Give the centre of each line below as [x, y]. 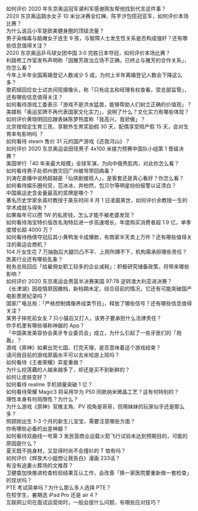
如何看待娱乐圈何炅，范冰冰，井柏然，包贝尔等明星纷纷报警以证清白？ [91, 185]
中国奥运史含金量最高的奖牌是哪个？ [50, 193]
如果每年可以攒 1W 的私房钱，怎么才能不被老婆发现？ [71, 215]
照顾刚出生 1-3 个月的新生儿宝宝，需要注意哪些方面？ [71, 421]
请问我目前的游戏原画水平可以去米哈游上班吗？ [63, 355]
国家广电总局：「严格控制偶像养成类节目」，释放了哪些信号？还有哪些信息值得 [99, 303]
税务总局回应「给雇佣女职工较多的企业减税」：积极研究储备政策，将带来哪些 [98, 266]
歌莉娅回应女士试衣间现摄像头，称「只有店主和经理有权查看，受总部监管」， [98, 90]
